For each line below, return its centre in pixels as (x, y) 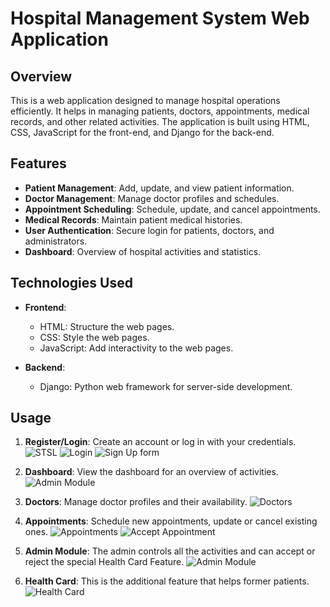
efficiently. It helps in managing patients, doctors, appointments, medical (160, 111)
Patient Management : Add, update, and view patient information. (159, 188)
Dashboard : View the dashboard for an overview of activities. (151, 472)
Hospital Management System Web (160, 18)
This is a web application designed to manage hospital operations (145, 100)
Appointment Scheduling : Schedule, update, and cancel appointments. (172, 209)
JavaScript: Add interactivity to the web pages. (136, 348)
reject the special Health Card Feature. (104, 562)
